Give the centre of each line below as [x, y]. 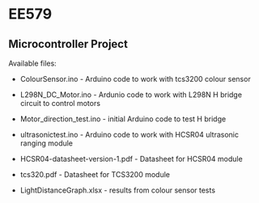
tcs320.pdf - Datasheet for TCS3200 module [95, 174]
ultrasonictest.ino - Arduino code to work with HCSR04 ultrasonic [129, 135]
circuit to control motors [60, 103]
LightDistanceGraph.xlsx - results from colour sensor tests [118, 190]
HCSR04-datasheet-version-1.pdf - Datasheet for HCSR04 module [131, 159]
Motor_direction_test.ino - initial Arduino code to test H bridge [123, 119]
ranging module [47, 143]
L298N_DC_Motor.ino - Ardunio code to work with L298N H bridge [131, 95]
